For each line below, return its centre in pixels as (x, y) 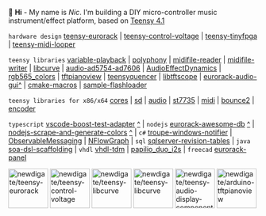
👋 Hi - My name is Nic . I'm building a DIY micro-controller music (113, 12)
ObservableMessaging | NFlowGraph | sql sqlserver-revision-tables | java (129, 141)
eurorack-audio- (230, 76)
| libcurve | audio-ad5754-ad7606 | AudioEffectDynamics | (125, 68)
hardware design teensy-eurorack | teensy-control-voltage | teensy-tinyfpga (133, 36)
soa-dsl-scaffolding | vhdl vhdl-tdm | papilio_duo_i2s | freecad (110, 149)
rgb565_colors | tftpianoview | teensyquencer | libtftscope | (105, 76)
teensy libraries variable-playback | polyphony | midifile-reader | (117, 60)
